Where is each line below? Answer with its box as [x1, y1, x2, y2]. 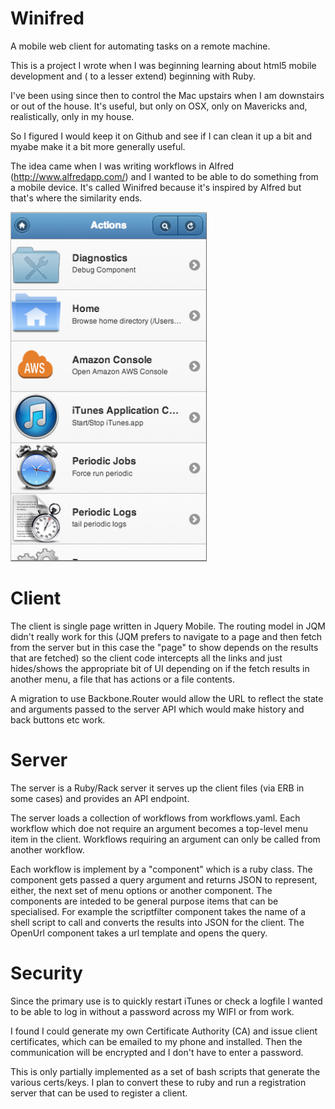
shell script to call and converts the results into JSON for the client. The [10, 916, 305, 928]
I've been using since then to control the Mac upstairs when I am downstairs [10, 89, 325, 101]
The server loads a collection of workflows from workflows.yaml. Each [10, 812, 301, 824]
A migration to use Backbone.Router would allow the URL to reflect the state [10, 692, 324, 704]
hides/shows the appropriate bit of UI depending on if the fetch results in [10, 662, 310, 674]
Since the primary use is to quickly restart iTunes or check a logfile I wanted [10, 995, 323, 1007]
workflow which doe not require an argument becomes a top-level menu [10, 822, 308, 834]
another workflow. [10, 843, 85, 856]
